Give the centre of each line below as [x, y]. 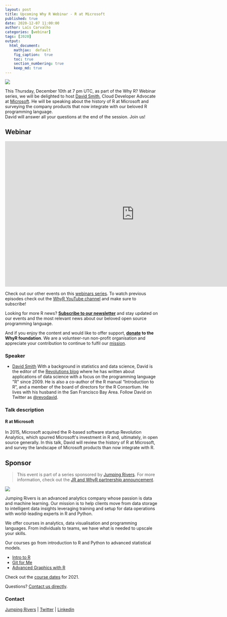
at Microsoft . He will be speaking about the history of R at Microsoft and [77, 101]
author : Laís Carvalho [28, 28]
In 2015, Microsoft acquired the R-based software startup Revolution [73, 432]
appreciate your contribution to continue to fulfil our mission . [65, 343]
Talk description [24, 410]
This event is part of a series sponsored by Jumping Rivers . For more [86, 475]
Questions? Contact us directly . [36, 586]
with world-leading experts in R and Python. [49, 514]
